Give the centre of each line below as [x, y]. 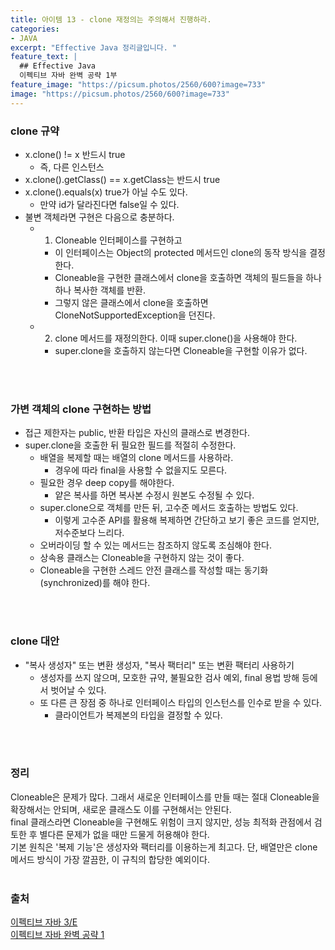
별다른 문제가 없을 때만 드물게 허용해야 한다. [124, 834]
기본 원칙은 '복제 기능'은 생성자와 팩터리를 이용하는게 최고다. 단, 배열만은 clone [164, 847]
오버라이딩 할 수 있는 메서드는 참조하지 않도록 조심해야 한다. [156, 545]
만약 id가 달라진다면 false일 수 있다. [109, 204]
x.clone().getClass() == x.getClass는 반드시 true [122, 179]
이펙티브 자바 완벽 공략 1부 [68, 76]
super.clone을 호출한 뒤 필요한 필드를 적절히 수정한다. [130, 445]
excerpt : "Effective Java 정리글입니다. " [94, 47]
